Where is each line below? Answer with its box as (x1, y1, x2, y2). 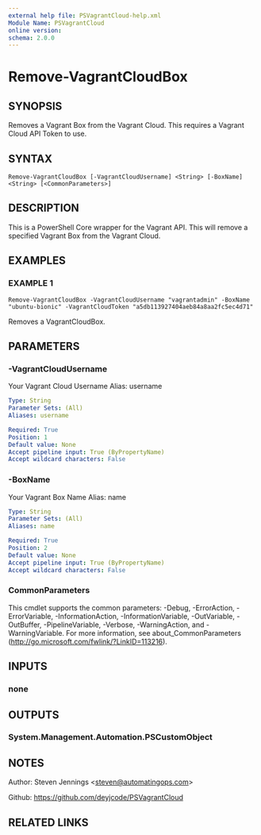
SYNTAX (8, 152, 53, 165)
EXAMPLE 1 (8, 278, 54, 289)
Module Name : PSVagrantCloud (8, 19, 105, 27)
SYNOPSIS (8, 99, 63, 113)
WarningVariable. (8, 628, 65, 637)
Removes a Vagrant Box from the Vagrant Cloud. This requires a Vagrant (8, 121, 244, 130)
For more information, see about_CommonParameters (66, 628, 242, 637)
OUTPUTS (8, 708, 59, 721)
